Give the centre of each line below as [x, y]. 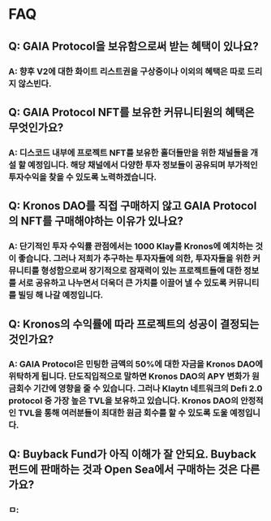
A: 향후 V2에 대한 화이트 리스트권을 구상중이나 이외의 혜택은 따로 [127, 72]
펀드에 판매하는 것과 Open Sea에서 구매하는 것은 [123, 469]
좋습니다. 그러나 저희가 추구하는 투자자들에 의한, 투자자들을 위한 [134, 258]
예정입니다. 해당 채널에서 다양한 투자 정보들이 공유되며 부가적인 [142, 165]
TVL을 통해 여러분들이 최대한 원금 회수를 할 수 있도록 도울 [123, 413]
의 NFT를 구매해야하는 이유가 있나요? [96, 221]
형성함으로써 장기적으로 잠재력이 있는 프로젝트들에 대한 [141, 271]
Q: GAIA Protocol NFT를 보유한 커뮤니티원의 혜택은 [131, 112]
